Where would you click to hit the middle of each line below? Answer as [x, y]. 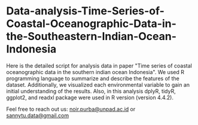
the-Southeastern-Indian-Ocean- [92, 36]
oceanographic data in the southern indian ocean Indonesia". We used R [95, 72]
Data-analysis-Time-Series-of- [85, 11]
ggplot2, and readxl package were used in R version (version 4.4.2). [90, 97]
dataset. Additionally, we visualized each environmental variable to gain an [98, 84]
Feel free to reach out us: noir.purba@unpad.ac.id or [71, 109]
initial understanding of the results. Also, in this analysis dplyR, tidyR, [91, 91]
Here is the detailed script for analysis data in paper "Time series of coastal [99, 65]
